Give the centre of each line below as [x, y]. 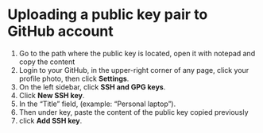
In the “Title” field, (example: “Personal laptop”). [97, 104]
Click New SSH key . [52, 95]
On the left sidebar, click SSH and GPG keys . [92, 87]
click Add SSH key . [50, 120]
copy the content [47, 62]
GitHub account [61, 31]
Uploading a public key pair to [108, 15]
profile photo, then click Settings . [74, 78]
